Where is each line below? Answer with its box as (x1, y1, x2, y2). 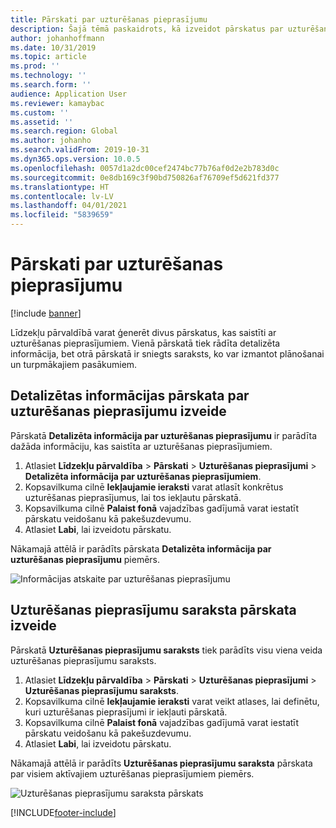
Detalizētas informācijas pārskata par (10, 387, 250, 405)
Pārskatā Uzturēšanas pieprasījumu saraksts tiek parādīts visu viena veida (10, 644, 323, 656)
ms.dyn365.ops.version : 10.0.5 (10, 154, 141, 164)
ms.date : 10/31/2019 (10, 42, 97, 53)
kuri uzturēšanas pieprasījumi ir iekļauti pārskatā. (24, 706, 228, 718)
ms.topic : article (10, 52, 87, 62)
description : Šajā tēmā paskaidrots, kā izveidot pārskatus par (10, 24, 284, 34)
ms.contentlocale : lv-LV (10, 191, 114, 201)
